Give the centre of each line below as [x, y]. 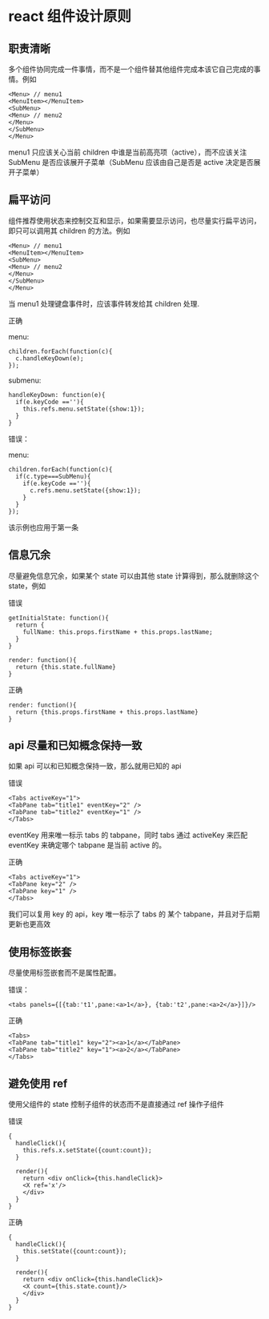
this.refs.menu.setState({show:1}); [84, 409]
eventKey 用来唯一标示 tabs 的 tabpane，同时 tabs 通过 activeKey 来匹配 [128, 835]
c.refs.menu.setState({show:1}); [85, 490]
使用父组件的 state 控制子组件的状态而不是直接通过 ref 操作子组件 [116, 1105]
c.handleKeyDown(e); [50, 358]
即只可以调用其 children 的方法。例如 [69, 231]
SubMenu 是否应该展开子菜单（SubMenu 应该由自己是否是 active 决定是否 [131, 162]
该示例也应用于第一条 [43, 527]
